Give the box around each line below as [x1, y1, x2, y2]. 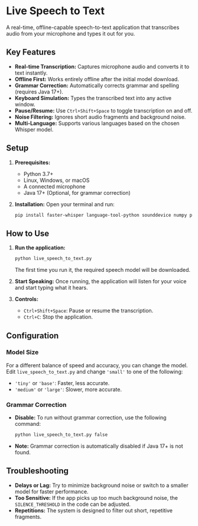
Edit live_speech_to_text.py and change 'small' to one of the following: [6, 368, 183, 375]
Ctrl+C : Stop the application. [23, 313, 93, 320]
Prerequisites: [14, 159, 51, 166]
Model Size [6, 348, 39, 357]
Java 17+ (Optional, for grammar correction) [23, 189, 131, 196]
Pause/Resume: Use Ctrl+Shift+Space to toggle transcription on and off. [14, 107, 193, 114]
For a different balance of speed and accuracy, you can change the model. [6, 361, 188, 368]
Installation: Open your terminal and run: [14, 200, 115, 208]
